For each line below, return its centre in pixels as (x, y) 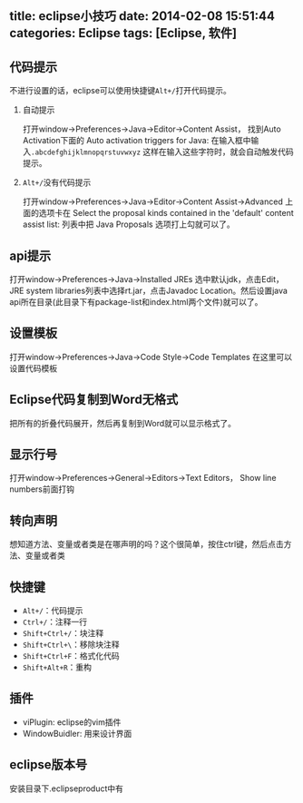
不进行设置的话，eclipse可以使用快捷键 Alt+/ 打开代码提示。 (120, 91)
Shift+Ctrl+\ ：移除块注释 (71, 645)
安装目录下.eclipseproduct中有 (67, 788)
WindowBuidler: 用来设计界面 (77, 733)
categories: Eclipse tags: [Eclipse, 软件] (123, 33)
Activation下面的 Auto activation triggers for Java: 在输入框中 (137, 141)
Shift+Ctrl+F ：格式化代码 (71, 656)
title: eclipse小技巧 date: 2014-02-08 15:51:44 (142, 16)
